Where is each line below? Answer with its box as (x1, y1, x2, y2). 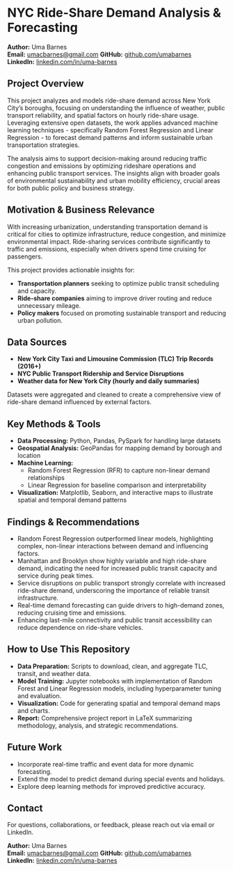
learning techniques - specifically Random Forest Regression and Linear (7, 125, 214, 134)
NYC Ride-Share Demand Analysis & (7, 5, 221, 21)
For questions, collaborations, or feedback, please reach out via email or (7, 821, 215, 829)
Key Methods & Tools (7, 418, 101, 430)
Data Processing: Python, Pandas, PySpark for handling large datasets (17, 437, 221, 445)
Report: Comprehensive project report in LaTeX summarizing (17, 714, 193, 722)
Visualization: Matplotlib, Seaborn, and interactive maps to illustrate (17, 488, 214, 497)
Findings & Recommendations (7, 516, 140, 527)
